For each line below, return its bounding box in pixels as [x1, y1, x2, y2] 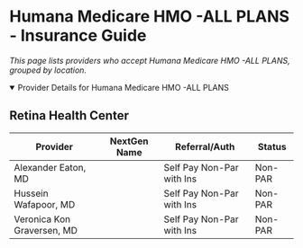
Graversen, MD [14, 224, 78, 236]
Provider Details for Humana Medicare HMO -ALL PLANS [17, 82, 230, 93]
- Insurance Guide [9, 25, 147, 46]
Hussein [14, 187, 49, 199]
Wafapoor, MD [14, 198, 76, 210]
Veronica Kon [14, 213, 70, 226]
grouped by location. [9, 65, 87, 75]
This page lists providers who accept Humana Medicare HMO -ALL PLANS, [9, 55, 290, 66]
